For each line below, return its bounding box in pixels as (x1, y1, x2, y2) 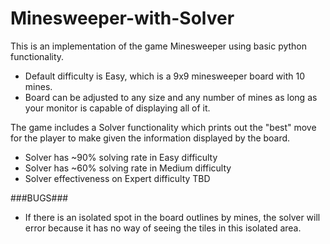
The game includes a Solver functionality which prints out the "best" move (10, 121, 317, 133)
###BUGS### (10, 192, 69, 204)
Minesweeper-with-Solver (10, 7, 235, 30)
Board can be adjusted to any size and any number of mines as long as (24, 91, 318, 103)
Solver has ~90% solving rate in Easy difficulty (24, 151, 218, 163)
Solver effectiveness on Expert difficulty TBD (24, 172, 211, 184)
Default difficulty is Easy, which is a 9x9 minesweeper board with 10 (24, 70, 306, 82)
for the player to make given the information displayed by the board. (10, 132, 291, 144)
